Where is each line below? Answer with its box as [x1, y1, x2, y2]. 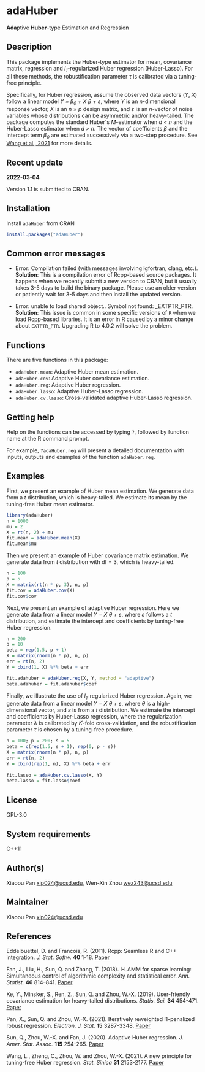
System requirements [6, 829, 91, 839]
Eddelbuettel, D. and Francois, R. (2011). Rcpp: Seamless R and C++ [6, 947, 177, 955]
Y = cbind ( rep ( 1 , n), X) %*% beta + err [6, 760, 111, 767]
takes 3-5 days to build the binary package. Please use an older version [15, 284, 197, 291]
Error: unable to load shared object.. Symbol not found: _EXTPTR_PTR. [15, 303, 193, 310]
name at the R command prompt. [6, 435, 89, 442]
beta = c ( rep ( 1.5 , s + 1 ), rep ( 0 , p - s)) [6, 744, 116, 750]
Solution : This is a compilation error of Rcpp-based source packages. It [15, 271, 197, 279]
